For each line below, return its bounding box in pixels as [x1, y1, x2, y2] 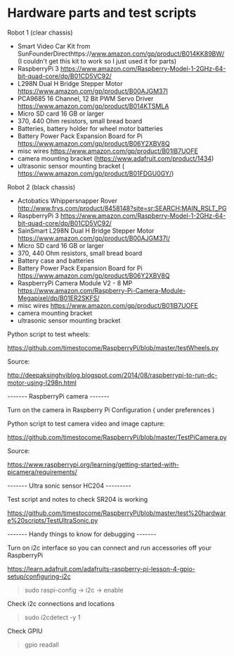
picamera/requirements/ [7, 467, 77, 476]
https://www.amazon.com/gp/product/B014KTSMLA [17, 101, 169, 110]
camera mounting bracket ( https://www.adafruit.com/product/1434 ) [17, 154, 214, 163]
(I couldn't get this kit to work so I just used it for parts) [17, 56, 177, 65]
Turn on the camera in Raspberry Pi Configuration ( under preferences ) [7, 405, 215, 414]
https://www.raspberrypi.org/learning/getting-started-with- [7, 460, 179, 469]
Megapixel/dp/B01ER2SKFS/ [17, 294, 100, 302]
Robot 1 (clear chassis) [7, 28, 73, 37]
